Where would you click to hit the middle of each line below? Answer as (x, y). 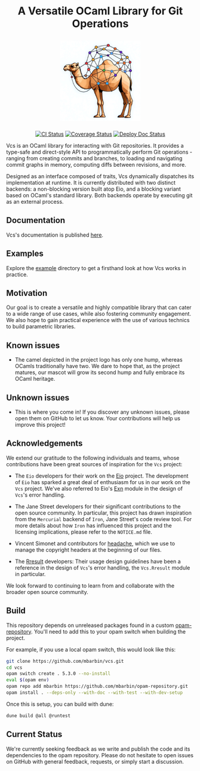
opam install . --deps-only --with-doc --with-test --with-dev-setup (95, 693)
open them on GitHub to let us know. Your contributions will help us (98, 418)
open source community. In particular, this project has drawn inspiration (103, 513)
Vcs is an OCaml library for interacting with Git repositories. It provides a (95, 145)
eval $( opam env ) (28, 680)
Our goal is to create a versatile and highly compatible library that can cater (99, 308)
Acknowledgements (44, 443)
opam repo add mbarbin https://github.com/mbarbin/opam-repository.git (97, 686)
